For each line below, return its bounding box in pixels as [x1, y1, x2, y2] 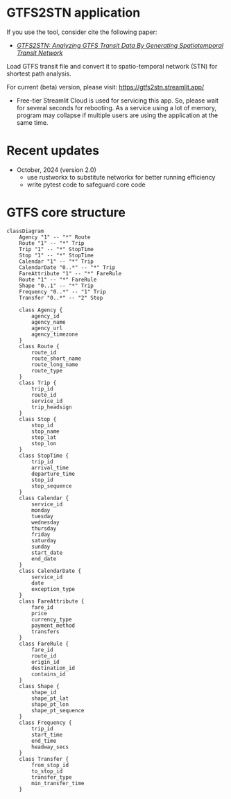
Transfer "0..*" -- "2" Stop [19, 294, 103, 301]
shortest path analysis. [6, 69, 71, 78]
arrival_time [31, 464, 69, 471]
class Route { [19, 343, 60, 350]
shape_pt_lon [31, 701, 69, 708]
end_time [31, 737, 57, 744]
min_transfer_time [31, 780, 85, 787]
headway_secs [31, 744, 69, 750]
